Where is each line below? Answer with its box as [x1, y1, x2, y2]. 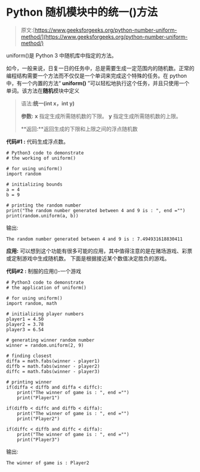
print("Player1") [17, 395, 60, 401]
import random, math [6, 300, 58, 306]
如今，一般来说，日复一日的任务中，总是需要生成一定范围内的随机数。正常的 [6, 64, 195, 72]
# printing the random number [6, 202, 82, 208]
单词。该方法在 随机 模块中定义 [6, 87, 79, 94]
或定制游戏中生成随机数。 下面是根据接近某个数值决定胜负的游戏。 [6, 255, 170, 262]
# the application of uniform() [6, 285, 87, 291]
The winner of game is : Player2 [6, 459, 90, 466]
